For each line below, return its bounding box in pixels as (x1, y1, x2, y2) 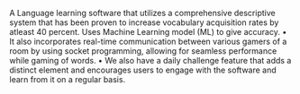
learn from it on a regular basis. (9, 74, 126, 84)
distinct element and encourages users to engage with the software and (9, 64, 277, 75)
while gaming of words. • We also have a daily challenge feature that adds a (9, 56, 292, 65)
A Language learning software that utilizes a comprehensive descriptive (9, 8, 277, 18)
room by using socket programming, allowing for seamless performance (9, 46, 277, 56)
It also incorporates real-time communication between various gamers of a (9, 36, 287, 47)
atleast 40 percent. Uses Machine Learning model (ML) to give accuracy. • (9, 27, 287, 37)
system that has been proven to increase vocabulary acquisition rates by (9, 17, 279, 28)
